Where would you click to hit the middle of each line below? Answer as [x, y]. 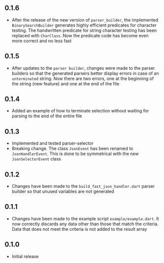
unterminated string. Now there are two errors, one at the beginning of [83, 79]
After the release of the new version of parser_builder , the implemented [85, 20]
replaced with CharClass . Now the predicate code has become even [80, 35]
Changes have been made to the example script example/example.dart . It [85, 218]
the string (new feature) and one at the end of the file [66, 83]
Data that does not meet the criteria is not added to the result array [79, 229]
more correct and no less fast [41, 41]
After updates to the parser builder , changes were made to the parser [83, 68]
